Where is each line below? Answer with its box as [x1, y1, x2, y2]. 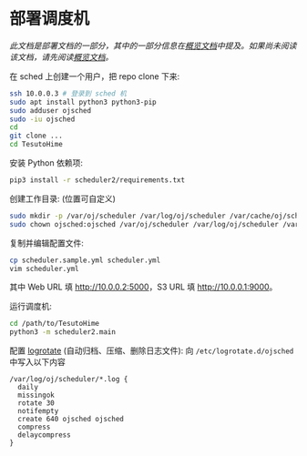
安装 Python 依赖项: [9, 157, 84, 168]
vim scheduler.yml [9, 264, 79, 273]
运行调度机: [9, 301, 53, 312]
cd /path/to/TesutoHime [9, 319, 100, 329]
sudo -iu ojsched [9, 115, 76, 124]
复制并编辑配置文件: [9, 238, 85, 248]
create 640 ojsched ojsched [17, 415, 125, 424]
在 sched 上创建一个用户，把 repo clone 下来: [9, 70, 180, 82]
